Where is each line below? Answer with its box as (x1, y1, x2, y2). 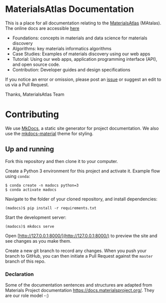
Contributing (5, 109, 59, 120)
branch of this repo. (5, 258, 46, 264)
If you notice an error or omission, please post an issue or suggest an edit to (5, 76, 162, 82)
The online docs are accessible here (5, 25, 80, 31)
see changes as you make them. (5, 238, 72, 244)
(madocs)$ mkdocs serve (5, 224, 55, 229)
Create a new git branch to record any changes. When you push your (5, 248, 147, 254)
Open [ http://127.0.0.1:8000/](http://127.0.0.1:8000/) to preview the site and (5, 233, 158, 239)
